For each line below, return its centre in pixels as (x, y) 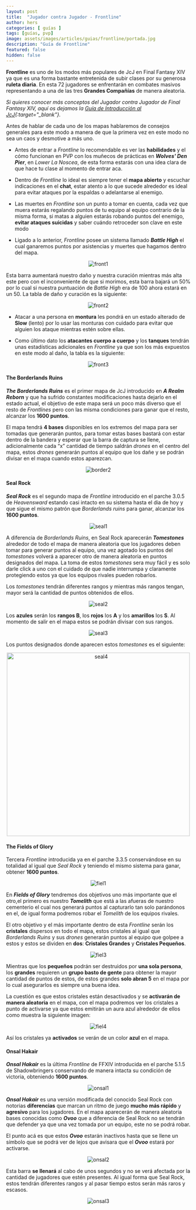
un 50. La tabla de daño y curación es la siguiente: (67, 294)
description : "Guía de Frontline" (48, 45)
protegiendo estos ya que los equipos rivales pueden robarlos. (81, 575)
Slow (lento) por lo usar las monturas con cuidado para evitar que (94, 323)
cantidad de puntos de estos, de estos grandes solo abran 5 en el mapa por (98, 979)
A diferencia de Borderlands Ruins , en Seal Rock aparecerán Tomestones (95, 538)
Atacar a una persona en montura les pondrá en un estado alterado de (100, 316)
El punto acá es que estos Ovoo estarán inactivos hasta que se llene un (92, 1136)
